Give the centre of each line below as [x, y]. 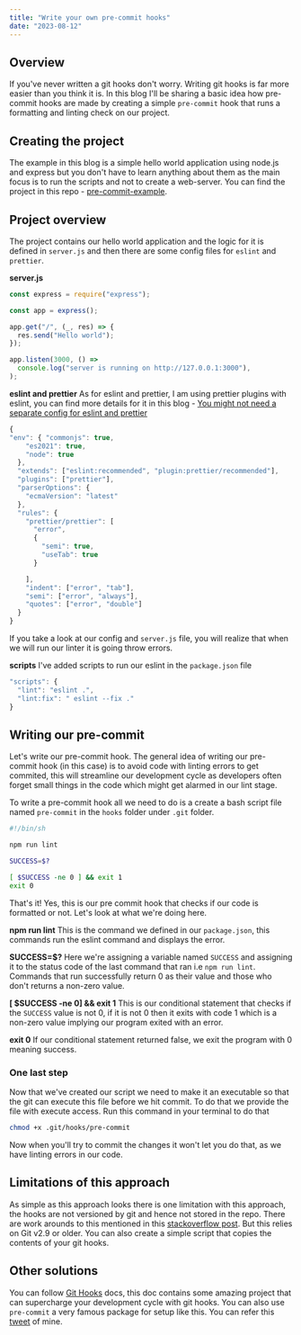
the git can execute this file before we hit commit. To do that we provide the [149, 1102]
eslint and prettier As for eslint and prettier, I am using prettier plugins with [148, 393]
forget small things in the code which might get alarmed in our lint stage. [143, 785]
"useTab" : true [70, 555]
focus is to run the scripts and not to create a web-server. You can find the [147, 182]
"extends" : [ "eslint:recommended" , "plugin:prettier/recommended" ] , [148, 471]
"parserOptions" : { [54, 488]
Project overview [58, 220]
